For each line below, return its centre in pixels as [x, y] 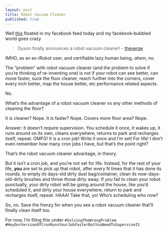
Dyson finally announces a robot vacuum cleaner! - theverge [80, 49]
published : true [22, 19]
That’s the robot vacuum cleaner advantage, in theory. [61, 154]
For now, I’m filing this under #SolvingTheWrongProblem [61, 220]
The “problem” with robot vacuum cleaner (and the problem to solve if [78, 68]
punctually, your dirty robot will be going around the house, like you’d [77, 185]
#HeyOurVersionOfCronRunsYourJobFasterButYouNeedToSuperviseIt [73, 225]
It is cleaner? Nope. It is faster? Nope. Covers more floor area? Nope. [76, 118]
